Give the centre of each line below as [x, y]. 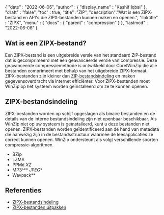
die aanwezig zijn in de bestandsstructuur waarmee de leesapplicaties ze [79, 134]
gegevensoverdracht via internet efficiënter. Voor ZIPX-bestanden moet [78, 81]
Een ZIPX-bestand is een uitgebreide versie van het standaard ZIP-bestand [81, 55]
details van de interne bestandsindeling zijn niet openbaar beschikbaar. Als [81, 119]
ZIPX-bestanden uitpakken [39, 207]
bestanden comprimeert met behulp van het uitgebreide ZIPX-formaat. [77, 71]
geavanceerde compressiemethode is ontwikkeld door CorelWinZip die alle [81, 65]
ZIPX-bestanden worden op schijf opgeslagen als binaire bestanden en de [80, 113]
